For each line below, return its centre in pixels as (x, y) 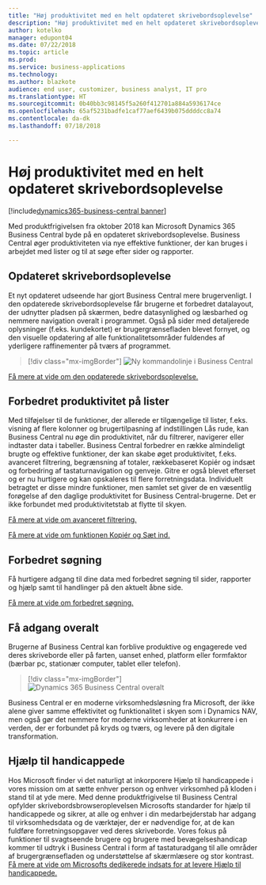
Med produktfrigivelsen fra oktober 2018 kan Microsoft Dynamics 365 (122, 226)
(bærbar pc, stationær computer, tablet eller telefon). (94, 663)
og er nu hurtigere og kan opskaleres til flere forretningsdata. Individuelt (126, 479)
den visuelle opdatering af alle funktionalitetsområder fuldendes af (117, 337)
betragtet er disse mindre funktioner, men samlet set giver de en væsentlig (130, 488)
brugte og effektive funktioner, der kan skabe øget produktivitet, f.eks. (123, 454)
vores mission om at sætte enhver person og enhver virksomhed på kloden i (132, 788)
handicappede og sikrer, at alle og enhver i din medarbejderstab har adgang (132, 814)
